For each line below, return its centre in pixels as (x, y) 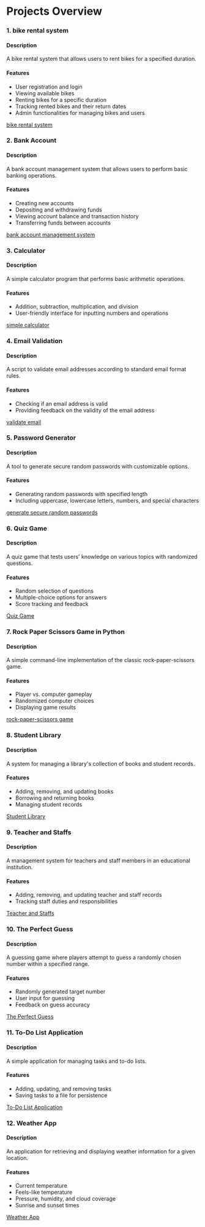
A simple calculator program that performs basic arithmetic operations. (96, 278)
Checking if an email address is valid (61, 403)
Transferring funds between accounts (63, 223)
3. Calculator (26, 250)
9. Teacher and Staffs (39, 832)
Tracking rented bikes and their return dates (71, 106)
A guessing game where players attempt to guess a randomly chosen (94, 958)
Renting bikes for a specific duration (61, 100)
